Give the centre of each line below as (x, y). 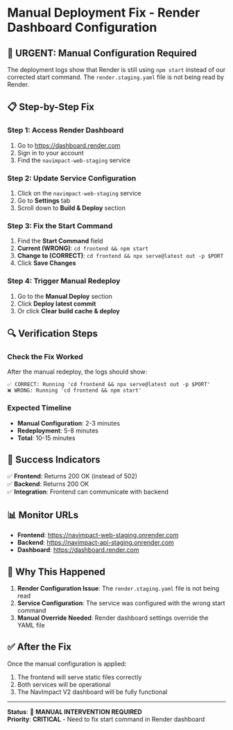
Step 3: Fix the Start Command (60, 225)
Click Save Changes (46, 263)
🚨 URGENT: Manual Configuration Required (102, 53)
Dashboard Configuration (82, 27)
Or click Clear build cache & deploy (68, 311)
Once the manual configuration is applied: (67, 663)
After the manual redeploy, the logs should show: (77, 372)
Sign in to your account (51, 153)
